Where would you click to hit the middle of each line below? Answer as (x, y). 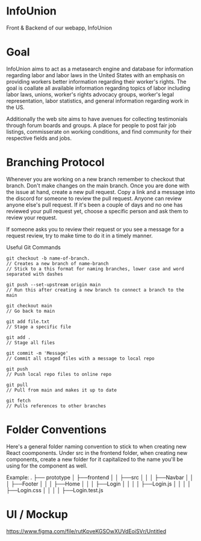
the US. (16, 107)
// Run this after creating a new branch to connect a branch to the (95, 290)
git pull (17, 385)
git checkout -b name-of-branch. (48, 258)
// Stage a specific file (39, 327)
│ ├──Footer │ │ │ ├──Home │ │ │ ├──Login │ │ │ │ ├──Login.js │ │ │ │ (99, 484)
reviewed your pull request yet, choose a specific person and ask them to (97, 211)
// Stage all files (31, 342)
